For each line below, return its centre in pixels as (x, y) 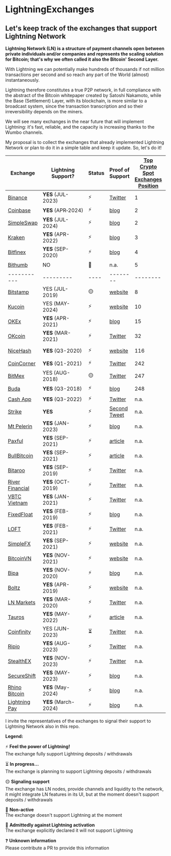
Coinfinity (20, 632)
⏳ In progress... (22, 764)
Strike (15, 412)
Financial (19, 488)
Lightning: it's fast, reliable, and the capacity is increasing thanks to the (80, 127)
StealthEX (20, 661)
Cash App (20, 399)
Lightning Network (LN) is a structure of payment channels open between (85, 48)
